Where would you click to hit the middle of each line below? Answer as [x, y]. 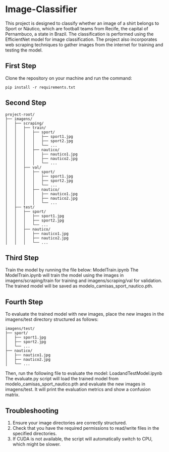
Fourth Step [24, 302]
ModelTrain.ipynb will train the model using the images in [65, 275]
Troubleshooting [32, 410]
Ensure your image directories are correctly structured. [70, 423]
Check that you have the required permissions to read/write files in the [86, 428]
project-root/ [20, 115]
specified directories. [35, 433]
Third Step [22, 258]
